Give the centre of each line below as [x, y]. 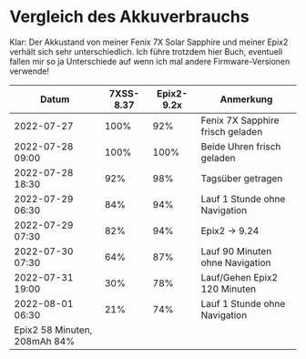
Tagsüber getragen [242, 178]
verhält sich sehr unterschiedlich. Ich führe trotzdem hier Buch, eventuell [146, 51]
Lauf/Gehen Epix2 [240, 277]
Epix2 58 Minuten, [53, 330]
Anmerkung [246, 99]
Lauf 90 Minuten [236, 251]
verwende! [30, 71]
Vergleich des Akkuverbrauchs [129, 17]
